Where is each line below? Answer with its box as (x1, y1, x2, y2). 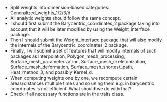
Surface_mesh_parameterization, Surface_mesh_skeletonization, (10, 59, 147, 64)
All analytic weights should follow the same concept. (10, 15, 121, 21)
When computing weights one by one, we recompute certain (10, 75, 138, 81)
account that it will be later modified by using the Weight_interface (10, 26, 150, 32)
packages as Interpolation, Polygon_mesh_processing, (10, 53, 125, 59)
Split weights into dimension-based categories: (10, 5, 110, 10)
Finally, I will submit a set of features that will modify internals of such (10, 48, 157, 54)
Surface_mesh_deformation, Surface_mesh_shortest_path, (10, 64, 134, 70)
